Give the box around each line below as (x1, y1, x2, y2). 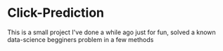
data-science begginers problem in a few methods (7, 35, 154, 43)
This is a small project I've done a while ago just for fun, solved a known (7, 28, 216, 36)
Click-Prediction (7, 5, 104, 21)
